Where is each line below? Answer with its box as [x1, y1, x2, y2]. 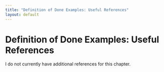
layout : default [5, 12, 39, 17]
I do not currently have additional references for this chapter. [5, 61, 131, 67]
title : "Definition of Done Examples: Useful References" [5, 7, 129, 13]
